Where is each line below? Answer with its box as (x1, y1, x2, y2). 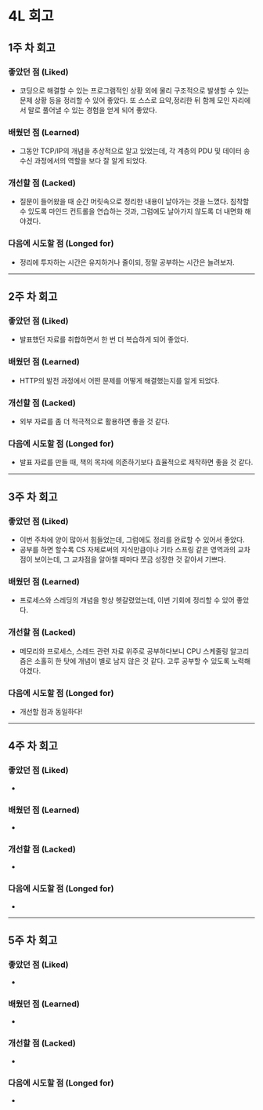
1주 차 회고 (8, 41, 56, 54)
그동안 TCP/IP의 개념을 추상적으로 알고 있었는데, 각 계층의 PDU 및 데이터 (19, 146, 243, 156)
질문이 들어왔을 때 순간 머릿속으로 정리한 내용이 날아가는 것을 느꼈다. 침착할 (19, 197, 250, 207)
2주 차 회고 (8, 290, 58, 303)
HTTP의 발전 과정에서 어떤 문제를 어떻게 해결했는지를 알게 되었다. (19, 375, 220, 385)
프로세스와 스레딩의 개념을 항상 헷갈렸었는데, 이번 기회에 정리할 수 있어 (19, 595, 235, 605)
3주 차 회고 (8, 490, 58, 504)
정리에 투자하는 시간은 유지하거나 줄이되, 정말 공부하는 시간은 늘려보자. (19, 257, 235, 267)
